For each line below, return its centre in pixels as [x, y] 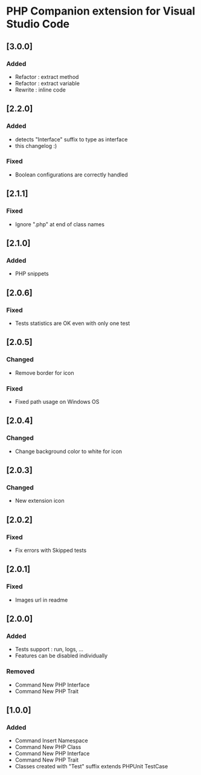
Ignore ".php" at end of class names [59, 224]
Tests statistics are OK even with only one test [72, 323]
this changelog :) [36, 146]
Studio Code [38, 24]
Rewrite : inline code [40, 90]
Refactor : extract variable [47, 83]
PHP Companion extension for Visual [101, 11]
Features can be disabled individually [61, 656]
